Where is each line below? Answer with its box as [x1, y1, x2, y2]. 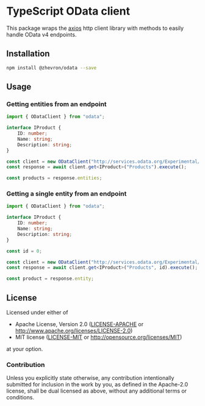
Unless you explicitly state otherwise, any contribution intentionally [6, 374, 174, 382]
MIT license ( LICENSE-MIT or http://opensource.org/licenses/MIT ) [15, 333, 182, 341]
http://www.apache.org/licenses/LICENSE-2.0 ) [15, 327, 133, 335]
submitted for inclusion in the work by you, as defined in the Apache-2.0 [6, 381, 188, 388]
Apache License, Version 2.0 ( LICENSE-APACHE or [15, 321, 144, 328]
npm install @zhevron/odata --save [6, 65, 97, 71]
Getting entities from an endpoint [6, 99, 107, 108]
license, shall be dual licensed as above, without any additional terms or [6, 387, 187, 394]
